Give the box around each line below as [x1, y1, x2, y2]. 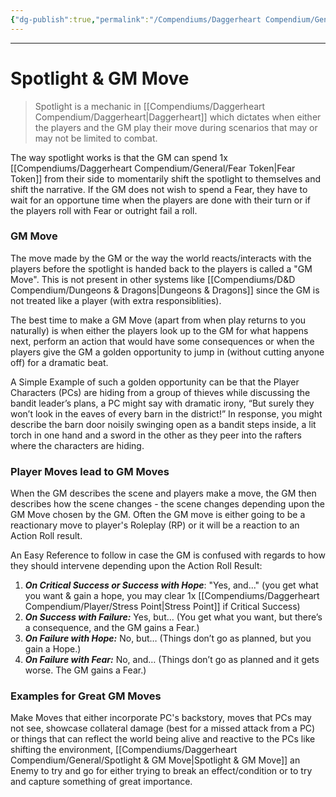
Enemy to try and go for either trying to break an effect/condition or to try [10, 765, 313, 777]
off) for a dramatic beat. [10, 356, 109, 368]
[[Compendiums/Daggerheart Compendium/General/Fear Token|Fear [10, 162, 296, 174]
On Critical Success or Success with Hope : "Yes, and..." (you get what [24, 579, 319, 591]
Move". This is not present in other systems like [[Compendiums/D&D [10, 273, 296, 285]
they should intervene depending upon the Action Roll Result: [10, 560, 263, 572]
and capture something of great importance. [10, 776, 193, 788]
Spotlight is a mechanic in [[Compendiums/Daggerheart [34, 100, 266, 112]
